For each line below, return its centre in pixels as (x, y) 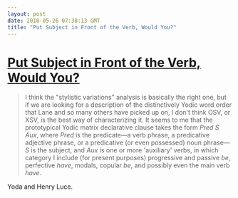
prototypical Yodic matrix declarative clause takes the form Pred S (122, 127)
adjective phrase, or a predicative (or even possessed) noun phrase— (127, 142)
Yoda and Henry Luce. (40, 187)
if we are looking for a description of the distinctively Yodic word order (128, 105)
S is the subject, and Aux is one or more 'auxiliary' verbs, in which (121, 150)
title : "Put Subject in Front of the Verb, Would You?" (92, 27)
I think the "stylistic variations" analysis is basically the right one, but (125, 98)
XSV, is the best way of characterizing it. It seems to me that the (119, 120)
